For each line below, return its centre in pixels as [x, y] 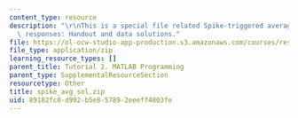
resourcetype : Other [47, 83]
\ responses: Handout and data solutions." [98, 34]
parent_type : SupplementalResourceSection [89, 75]
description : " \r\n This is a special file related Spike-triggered [137, 26]
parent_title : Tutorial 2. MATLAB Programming [97, 67]
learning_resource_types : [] [63, 59]
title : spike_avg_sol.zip [57, 91]
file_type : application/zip [61, 51]
